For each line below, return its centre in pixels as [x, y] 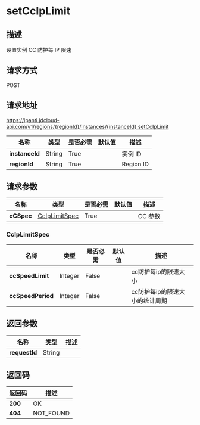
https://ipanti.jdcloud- [33, 120]
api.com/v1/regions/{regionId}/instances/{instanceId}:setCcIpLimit [87, 126]
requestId [23, 352]
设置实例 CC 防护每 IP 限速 [39, 50]
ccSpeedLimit [29, 275]
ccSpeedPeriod [32, 296]
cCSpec [21, 216]
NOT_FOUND [51, 414]
